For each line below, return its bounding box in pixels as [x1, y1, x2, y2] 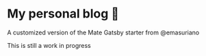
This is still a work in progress [7, 41, 91, 49]
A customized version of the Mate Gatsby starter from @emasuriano [7, 28, 200, 36]
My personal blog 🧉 [7, 6, 120, 22]
